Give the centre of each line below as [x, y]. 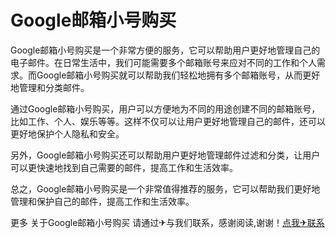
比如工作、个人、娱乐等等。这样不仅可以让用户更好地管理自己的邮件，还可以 [168, 121]
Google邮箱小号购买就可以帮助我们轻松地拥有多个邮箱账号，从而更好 [178, 75]
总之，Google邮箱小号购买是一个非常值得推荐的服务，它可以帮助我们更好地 [165, 188]
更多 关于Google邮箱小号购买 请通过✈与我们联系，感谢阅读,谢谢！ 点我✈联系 [167, 222]
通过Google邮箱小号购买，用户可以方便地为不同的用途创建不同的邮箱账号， [165, 108]
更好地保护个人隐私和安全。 [67, 133]
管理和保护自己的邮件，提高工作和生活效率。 [102, 201]
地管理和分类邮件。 [50, 87]
